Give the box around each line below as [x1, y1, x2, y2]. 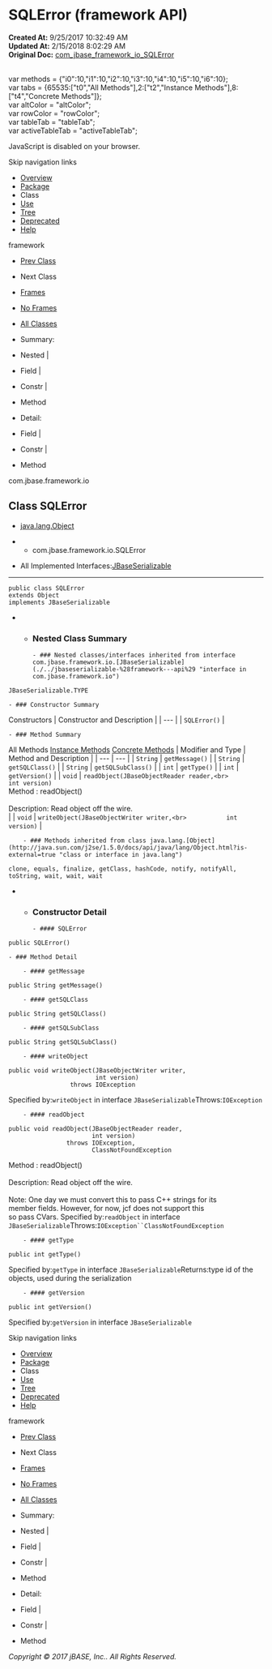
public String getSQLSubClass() [8, 1038, 117, 1046]
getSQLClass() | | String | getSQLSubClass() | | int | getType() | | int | [8, 762, 240, 772]
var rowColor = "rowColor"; [8, 108, 100, 118]
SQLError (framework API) [8, 6, 189, 24]
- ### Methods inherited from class [23, 837, 147, 845]
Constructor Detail [32, 906, 107, 918]
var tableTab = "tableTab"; [8, 117, 96, 126]
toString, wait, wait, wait [8, 872, 104, 880]
